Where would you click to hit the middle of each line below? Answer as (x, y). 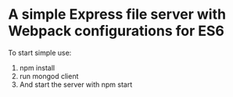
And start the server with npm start (76, 84)
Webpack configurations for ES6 (116, 31)
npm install (37, 67)
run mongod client (49, 76)
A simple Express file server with (117, 14)
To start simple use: (40, 52)
